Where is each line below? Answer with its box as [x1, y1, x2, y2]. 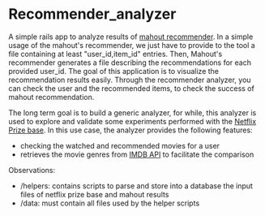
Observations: [8, 165, 56, 175]
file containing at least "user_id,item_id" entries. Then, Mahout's [8, 49, 223, 58]
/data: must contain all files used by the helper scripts [19, 198, 200, 208]
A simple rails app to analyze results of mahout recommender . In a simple [8, 32, 254, 41]
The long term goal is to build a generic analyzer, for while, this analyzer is [8, 107, 257, 118]
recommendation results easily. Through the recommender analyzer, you [8, 75, 251, 84]
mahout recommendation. [8, 92, 95, 102]
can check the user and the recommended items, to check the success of [8, 83, 255, 93]
